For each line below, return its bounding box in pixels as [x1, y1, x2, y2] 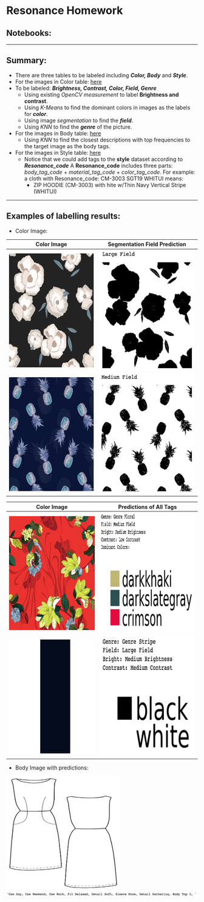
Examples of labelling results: [6, 211, 121, 222]
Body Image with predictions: [15, 764, 89, 771]
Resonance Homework [6, 4, 123, 18]
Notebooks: [6, 28, 52, 38]
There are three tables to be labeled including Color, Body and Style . [15, 71, 188, 79]
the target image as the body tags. [24, 142, 110, 149]
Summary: [6, 55, 47, 66]
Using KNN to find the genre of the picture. [24, 123, 132, 131]
